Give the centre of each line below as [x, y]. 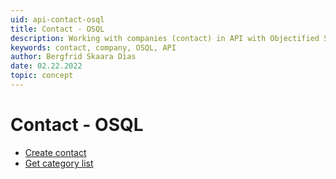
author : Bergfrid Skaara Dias [73, 57]
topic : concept [42, 76]
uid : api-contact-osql [57, 19]
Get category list [59, 163]
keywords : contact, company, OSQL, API [93, 47]
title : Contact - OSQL [57, 29]
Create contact [55, 152]
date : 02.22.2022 [46, 66]
